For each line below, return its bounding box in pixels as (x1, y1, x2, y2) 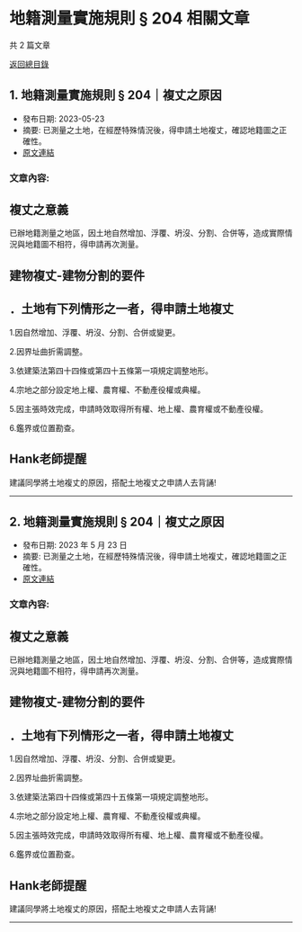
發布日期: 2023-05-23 (22, 113, 105, 124)
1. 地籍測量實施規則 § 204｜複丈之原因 (9, 87, 222, 103)
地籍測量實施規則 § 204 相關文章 (9, 8, 250, 29)
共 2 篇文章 (9, 40, 51, 50)
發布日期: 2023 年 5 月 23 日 (22, 540, 128, 551)
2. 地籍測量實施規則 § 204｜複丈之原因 (9, 514, 225, 529)
